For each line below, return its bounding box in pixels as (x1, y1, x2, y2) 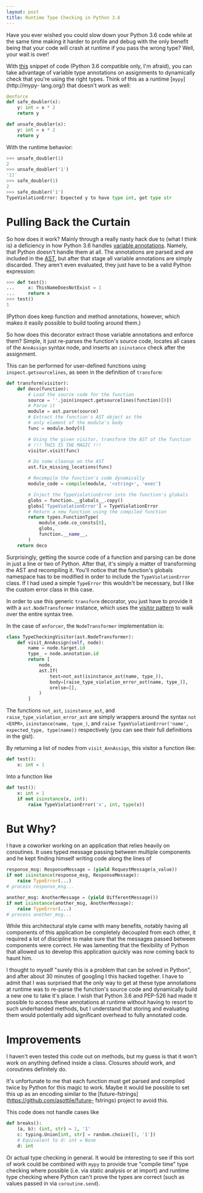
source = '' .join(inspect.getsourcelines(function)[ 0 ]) (28, 397, 172, 404)
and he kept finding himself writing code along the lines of (6, 855, 151, 862)
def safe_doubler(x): (6, 99, 61, 105)
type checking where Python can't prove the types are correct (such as (6, 1173, 185, 1180)
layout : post (6, 8, 39, 15)
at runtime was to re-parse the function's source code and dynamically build (6, 985, 198, 993)
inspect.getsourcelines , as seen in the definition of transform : (6, 368, 163, 376)
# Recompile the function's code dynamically (28, 475, 145, 481)
